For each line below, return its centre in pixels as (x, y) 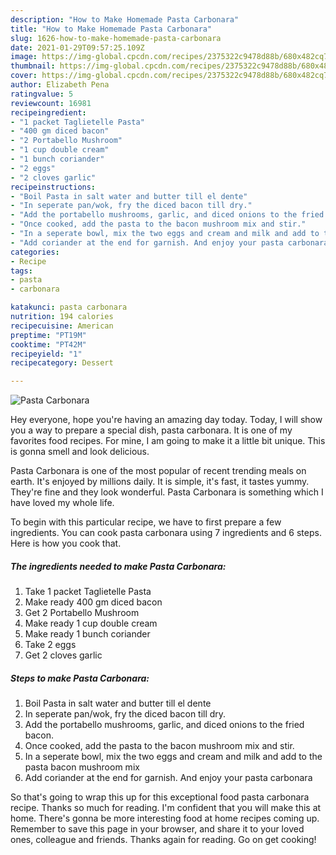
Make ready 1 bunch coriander (87, 634)
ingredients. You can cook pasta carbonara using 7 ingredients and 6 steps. (166, 533)
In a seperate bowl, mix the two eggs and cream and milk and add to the (173, 757)
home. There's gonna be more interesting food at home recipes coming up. (165, 818)
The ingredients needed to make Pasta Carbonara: (118, 566)
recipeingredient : (48, 112)
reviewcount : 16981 (51, 103)
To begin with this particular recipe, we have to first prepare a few (146, 522)
